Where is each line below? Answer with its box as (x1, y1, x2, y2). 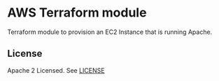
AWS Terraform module (7, 5, 147, 21)
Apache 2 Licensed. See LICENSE (7, 66, 105, 74)
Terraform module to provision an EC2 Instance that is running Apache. (7, 28, 213, 36)
